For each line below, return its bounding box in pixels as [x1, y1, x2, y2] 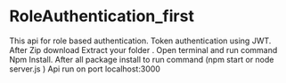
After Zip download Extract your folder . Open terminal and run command [9, 44, 278, 55]
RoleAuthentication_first [9, 6, 194, 26]
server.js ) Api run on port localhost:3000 [9, 64, 160, 74]
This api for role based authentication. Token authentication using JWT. [9, 35, 272, 46]
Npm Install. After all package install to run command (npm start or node [9, 54, 274, 64]
